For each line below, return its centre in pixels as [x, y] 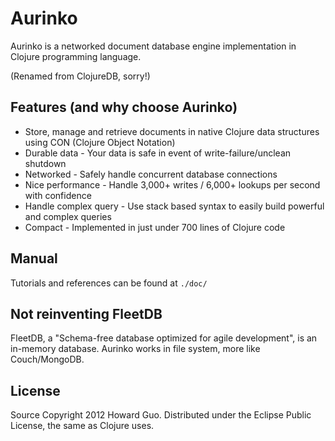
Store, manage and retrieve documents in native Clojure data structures [172, 131]
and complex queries [68, 216]
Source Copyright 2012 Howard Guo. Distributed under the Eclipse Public [161, 415]
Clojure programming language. [76, 56]
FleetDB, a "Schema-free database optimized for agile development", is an [164, 338]
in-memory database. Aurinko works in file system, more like [135, 349]
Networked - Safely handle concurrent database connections [151, 174]
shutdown [45, 163]
